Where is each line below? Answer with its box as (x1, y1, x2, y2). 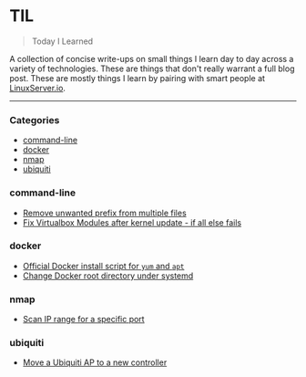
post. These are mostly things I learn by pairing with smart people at (9, 72, 266, 83)
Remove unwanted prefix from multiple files (22, 207, 187, 218)
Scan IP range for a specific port (22, 314, 145, 325)
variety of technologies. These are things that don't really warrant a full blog (9, 63, 295, 74)
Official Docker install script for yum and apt (22, 260, 185, 271)
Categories (9, 113, 60, 126)
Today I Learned (31, 36, 94, 47)
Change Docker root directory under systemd (22, 270, 194, 281)
